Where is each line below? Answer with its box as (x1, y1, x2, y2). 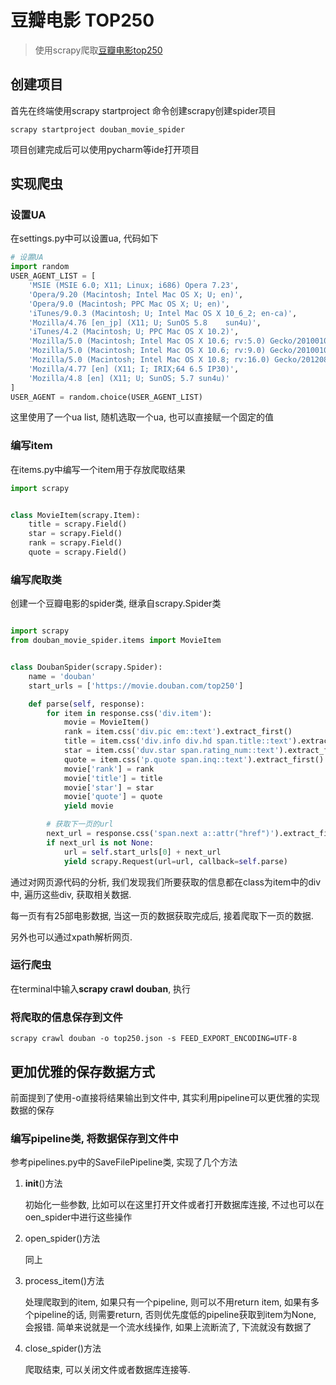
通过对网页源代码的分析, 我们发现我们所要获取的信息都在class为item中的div (10, 876, 322, 888)
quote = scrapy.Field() (28, 547, 128, 558)
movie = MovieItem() (63, 717, 150, 728)
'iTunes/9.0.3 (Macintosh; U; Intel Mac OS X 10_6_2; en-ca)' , (28, 308, 298, 318)
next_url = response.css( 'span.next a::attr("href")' (46, 829, 275, 839)
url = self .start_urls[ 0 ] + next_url (63, 847, 222, 857)
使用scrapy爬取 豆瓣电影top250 (34, 44, 163, 56)
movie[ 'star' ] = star (63, 782, 155, 793)
